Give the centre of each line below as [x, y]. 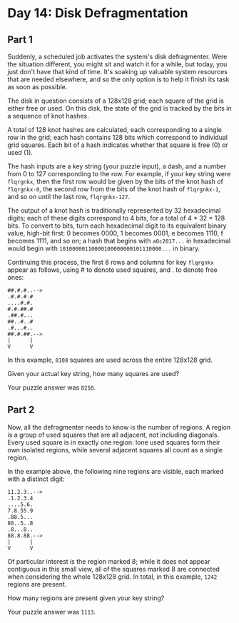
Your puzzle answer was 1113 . [52, 612]
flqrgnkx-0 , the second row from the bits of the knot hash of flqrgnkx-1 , [114, 189]
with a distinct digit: [36, 479]
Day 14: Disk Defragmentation [98, 13]
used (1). [20, 152]
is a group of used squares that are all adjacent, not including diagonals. [113, 435]
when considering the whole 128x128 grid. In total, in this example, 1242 [112, 577]
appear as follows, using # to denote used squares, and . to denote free [112, 270]
